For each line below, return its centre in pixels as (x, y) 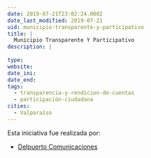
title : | (20, 34)
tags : (15, 86)
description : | (30, 47)
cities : (19, 106)
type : (15, 60)
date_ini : (22, 73)
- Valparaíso (33, 113)
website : (20, 67)
